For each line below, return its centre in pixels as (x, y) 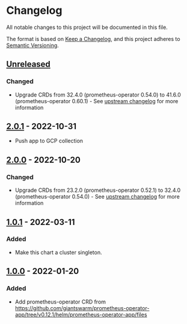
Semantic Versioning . (32, 45)
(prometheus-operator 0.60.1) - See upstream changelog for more (97, 101)
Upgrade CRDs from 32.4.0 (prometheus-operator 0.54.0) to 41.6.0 (98, 95)
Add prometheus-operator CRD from (60, 302)
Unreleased (29, 64)
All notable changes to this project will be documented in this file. (87, 27)
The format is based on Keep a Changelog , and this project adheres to (93, 39)
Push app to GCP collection (49, 141)
